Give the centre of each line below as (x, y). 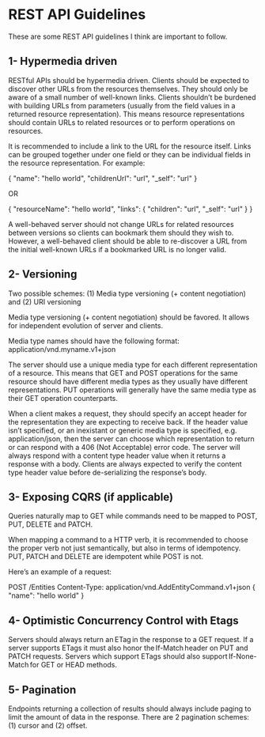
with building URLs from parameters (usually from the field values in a (122, 105)
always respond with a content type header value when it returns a (117, 455)
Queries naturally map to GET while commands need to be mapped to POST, (133, 516)
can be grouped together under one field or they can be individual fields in (129, 154)
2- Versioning (43, 274)
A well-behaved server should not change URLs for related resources (121, 224)
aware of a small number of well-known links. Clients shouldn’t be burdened (132, 97)
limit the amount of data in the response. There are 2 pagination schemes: (129, 717)
